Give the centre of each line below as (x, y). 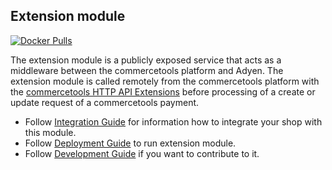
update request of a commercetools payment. (105, 102)
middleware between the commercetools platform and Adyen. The (147, 70)
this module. (50, 132)
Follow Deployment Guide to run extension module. (130, 143)
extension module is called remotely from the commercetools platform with (165, 81)
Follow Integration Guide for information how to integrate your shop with (173, 121)
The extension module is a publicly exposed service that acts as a (146, 60)
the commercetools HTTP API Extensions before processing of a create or (163, 91)
